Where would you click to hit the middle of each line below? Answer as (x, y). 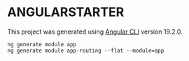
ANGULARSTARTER (66, 12)
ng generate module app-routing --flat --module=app (86, 50)
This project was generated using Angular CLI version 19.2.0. (95, 32)
